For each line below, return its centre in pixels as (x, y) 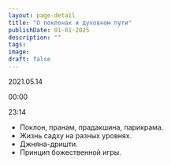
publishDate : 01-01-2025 (49, 30)
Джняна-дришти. (49, 144)
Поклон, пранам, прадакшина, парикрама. (91, 127)
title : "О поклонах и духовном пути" (70, 23)
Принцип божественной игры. (71, 152)
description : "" (35, 37)
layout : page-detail (42, 15)
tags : (17, 45)
